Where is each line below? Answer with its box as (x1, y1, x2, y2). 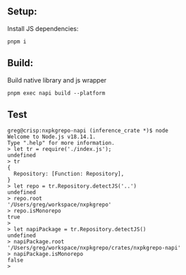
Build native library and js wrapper (7, 75, 107, 84)
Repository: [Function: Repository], (13, 171, 125, 178)
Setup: (7, 6, 37, 18)
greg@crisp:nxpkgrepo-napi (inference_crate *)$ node (7, 127, 169, 135)
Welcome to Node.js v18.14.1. (7, 133, 97, 140)
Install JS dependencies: (7, 24, 79, 32)
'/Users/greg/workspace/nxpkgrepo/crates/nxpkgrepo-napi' (7, 245, 181, 252)
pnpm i (7, 38, 27, 45)
